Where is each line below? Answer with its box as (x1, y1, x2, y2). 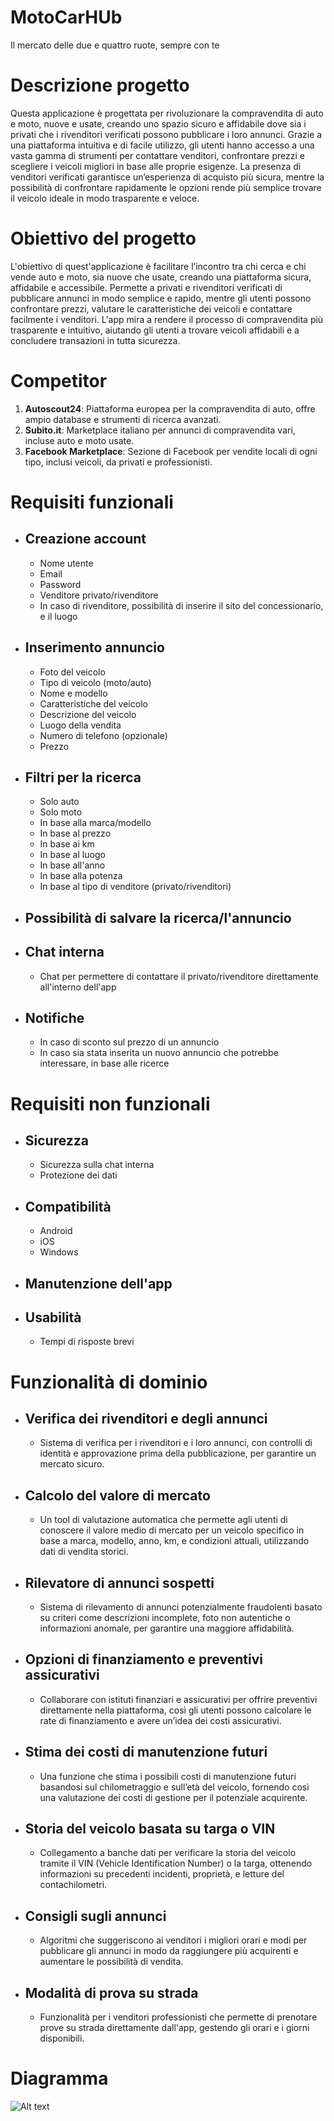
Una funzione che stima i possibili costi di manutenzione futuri (39, 1770, 297, 1782)
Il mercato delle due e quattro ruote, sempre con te (10, 39, 220, 51)
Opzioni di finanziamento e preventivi (24, 1651, 263, 1668)
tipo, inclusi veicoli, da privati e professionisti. (24, 456, 213, 468)
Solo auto (39, 796, 80, 808)
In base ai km (39, 838, 95, 850)
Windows (39, 1246, 79, 1258)
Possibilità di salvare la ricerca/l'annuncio (24, 909, 292, 926)
